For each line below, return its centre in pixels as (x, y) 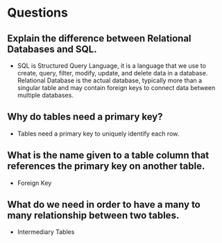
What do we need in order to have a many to (104, 205)
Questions (37, 13)
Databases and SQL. (52, 49)
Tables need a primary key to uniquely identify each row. (98, 134)
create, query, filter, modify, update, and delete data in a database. (112, 73)
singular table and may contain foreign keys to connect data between (116, 88)
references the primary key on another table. (106, 166)
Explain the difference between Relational (100, 38)
